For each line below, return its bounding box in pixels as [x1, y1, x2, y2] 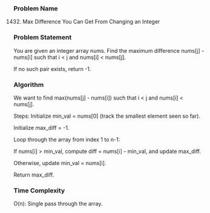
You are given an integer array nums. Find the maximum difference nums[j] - [13, 47, 205, 54]
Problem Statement [13, 33, 72, 42]
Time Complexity [13, 186, 65, 195]
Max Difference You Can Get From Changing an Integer [22, 18, 160, 25]
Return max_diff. [13, 171, 54, 178]
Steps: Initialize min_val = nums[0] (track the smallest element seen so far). [13, 112, 201, 120]
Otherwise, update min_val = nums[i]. [13, 159, 107, 166]
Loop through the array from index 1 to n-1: [13, 135, 120, 143]
